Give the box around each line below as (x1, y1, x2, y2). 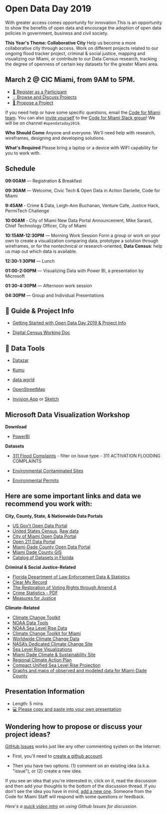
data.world (12, 377, 35, 383)
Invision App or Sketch (12, 396, 59, 402)
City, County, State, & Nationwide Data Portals (5, 513, 103, 519)
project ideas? (5, 730, 51, 739)
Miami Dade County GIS (12, 549, 62, 555)
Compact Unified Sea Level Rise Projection (12, 662, 101, 668)
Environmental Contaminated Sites (12, 468, 84, 473)
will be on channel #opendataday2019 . (5, 120, 81, 126)
